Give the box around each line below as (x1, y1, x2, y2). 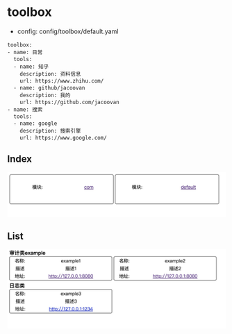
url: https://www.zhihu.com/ (19, 77, 104, 84)
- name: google (13, 119, 58, 127)
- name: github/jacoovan (13, 84, 85, 91)
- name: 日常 (7, 49, 43, 56)
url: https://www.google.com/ (19, 134, 108, 141)
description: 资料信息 (19, 70, 81, 77)
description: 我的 (19, 92, 71, 99)
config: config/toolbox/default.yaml (17, 27, 119, 35)
